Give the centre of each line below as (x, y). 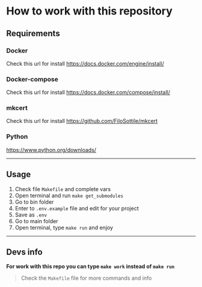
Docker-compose (32, 79)
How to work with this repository (89, 11)
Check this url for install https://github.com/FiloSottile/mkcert (82, 121)
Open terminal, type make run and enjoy (64, 227)
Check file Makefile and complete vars (63, 189)
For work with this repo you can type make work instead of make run (90, 266)
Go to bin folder (34, 202)
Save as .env (31, 215)
